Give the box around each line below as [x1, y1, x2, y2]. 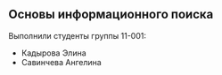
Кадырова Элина [21, 48, 86, 58]
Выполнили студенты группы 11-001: [8, 30, 147, 41]
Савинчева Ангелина [21, 56, 102, 67]
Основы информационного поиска [8, 7, 214, 22]
